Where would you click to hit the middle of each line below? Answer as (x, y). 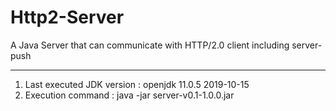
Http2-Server (67, 17)
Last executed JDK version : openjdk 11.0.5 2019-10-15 (137, 84)
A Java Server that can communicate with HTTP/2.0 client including (150, 45)
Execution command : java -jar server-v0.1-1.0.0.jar (129, 95)
